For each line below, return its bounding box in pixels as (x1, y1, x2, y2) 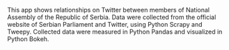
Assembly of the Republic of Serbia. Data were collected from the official (7, 13, 216, 21)
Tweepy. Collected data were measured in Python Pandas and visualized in (7, 27, 223, 36)
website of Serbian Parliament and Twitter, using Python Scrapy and (7, 21, 203, 28)
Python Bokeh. (7, 35, 49, 43)
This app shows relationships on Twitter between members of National (7, 6, 210, 14)
